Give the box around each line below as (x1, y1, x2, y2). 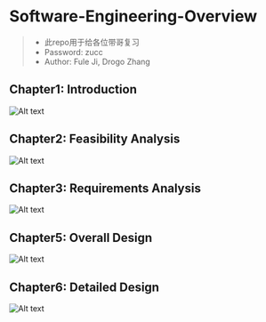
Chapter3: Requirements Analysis (9, 181, 202, 196)
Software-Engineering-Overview (9, 6, 258, 27)
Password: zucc (44, 46, 104, 57)
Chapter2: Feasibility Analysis (9, 132, 181, 147)
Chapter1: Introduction (9, 82, 138, 97)
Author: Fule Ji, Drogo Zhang (44, 56, 151, 67)
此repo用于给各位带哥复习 (44, 36, 140, 47)
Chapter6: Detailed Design (9, 279, 160, 294)
